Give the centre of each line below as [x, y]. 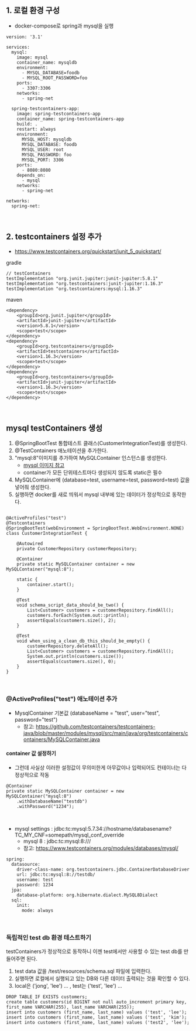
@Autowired [30, 544]
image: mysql [32, 57]
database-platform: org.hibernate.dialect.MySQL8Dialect [87, 895]
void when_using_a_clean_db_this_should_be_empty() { [83, 641]
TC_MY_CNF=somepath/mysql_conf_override [69, 835]
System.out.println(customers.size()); [76, 657]
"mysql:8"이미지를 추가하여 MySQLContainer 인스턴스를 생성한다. [91, 458]
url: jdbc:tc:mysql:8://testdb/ [56, 875]
